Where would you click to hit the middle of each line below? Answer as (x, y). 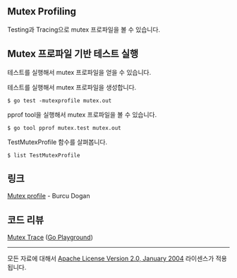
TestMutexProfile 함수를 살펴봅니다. (57, 142)
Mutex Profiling (42, 12)
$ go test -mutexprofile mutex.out (60, 101)
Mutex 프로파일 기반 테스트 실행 (73, 54)
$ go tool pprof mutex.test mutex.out (64, 128)
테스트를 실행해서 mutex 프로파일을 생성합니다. (72, 87)
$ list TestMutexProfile (44, 155)
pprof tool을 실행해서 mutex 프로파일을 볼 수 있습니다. (82, 114)
